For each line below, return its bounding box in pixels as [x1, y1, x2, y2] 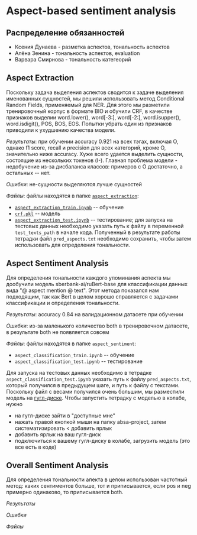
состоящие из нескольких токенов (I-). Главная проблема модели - [6, 157, 177, 164]
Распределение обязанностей [6, 28, 125, 38]
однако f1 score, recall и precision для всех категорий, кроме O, [6, 144, 166, 151]
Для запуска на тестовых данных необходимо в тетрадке [6, 369, 152, 376]
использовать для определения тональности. [14, 241, 131, 248]
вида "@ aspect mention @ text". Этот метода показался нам [6, 287, 159, 294]
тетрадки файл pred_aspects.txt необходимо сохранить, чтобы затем [14, 235, 191, 242]
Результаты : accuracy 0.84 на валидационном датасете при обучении [6, 310, 183, 317]
